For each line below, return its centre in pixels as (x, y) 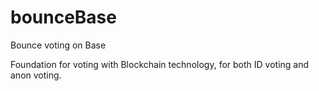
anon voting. (36, 75)
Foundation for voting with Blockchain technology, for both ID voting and (160, 64)
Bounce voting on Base (58, 45)
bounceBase (63, 17)
